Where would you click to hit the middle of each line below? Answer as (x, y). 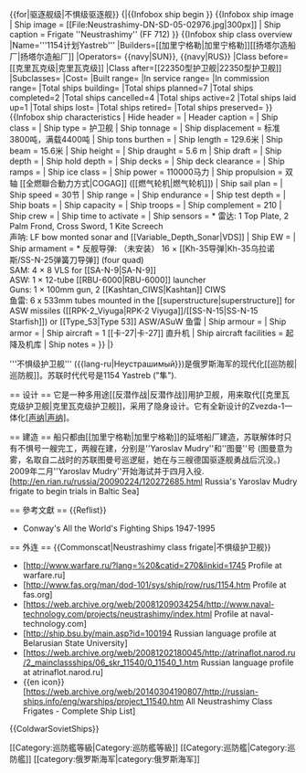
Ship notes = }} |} (81, 344)
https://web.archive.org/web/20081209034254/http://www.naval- (150, 604)
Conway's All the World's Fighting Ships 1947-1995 (119, 528)
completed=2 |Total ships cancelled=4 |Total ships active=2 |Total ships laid (153, 98)
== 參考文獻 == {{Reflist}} (58, 510)
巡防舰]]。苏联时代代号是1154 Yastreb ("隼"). (93, 375)
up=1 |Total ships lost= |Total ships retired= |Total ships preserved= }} (141, 107)
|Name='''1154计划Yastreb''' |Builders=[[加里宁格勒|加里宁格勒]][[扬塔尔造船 (153, 45)
